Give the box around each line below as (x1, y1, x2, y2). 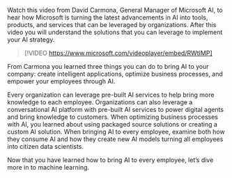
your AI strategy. (7, 35, 55, 44)
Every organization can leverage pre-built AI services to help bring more (7, 90, 215, 99)
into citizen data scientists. (7, 143, 84, 150)
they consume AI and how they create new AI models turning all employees (7, 135, 224, 143)
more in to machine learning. (7, 163, 89, 171)
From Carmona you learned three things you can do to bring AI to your (7, 63, 209, 70)
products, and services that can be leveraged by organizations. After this (7, 21, 217, 29)
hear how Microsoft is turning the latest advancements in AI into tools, (7, 13, 208, 22)
